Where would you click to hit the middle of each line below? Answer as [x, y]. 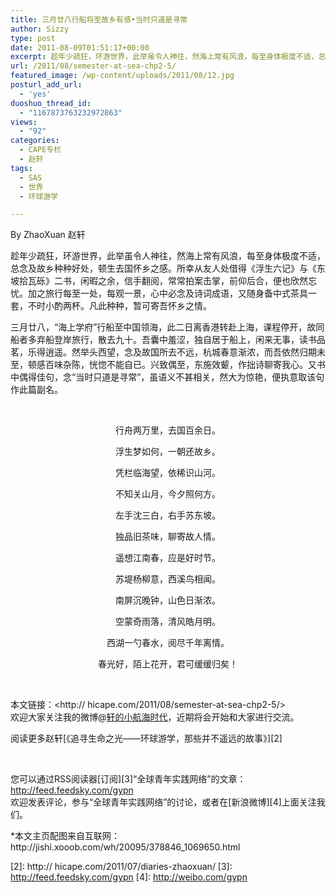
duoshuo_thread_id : [51, 103]
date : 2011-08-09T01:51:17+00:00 [80, 47]
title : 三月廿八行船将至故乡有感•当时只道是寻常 [99, 19]
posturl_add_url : [46, 85]
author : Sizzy [40, 29]
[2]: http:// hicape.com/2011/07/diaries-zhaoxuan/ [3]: [121, 867]
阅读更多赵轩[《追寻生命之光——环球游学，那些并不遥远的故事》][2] [146, 738]
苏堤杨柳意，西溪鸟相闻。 [168, 579]
